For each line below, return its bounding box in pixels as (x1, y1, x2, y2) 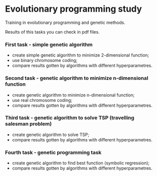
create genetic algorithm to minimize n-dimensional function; (12, 92, 135, 98)
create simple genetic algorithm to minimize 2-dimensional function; (12, 52, 150, 58)
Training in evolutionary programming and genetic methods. (5, 20, 126, 25)
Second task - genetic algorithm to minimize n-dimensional (5, 75, 149, 81)
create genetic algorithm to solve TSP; (12, 132, 89, 137)
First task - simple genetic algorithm (5, 41, 93, 48)
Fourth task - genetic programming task (5, 149, 101, 156)
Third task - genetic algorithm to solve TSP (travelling (5, 115, 135, 121)
